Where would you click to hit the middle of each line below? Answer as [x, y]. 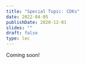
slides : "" [19, 28]
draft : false [22, 33]
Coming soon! [23, 55]
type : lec [18, 38]
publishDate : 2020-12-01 [36, 22]
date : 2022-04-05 [27, 17]
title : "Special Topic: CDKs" [43, 11]
